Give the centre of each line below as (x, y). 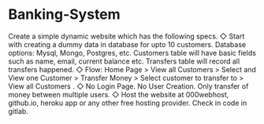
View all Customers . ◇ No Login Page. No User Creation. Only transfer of (128, 86)
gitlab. (19, 111)
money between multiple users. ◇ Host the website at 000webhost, (119, 94)
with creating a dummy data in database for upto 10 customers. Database (127, 44)
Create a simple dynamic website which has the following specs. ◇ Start (126, 36)
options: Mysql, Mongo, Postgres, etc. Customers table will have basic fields (132, 53)
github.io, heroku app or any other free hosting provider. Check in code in (128, 103)
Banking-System (64, 15)
